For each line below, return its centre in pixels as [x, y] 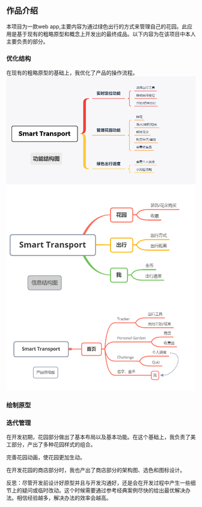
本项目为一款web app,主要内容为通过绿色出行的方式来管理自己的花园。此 [97, 26]
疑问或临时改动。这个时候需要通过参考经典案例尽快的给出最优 [98, 490]
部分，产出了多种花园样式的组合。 [54, 444]
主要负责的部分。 [27, 41]
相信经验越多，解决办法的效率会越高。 [64, 498]
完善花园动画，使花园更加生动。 [46, 457]
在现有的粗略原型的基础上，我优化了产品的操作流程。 [72, 73]
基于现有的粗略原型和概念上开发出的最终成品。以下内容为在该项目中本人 [106, 34]
